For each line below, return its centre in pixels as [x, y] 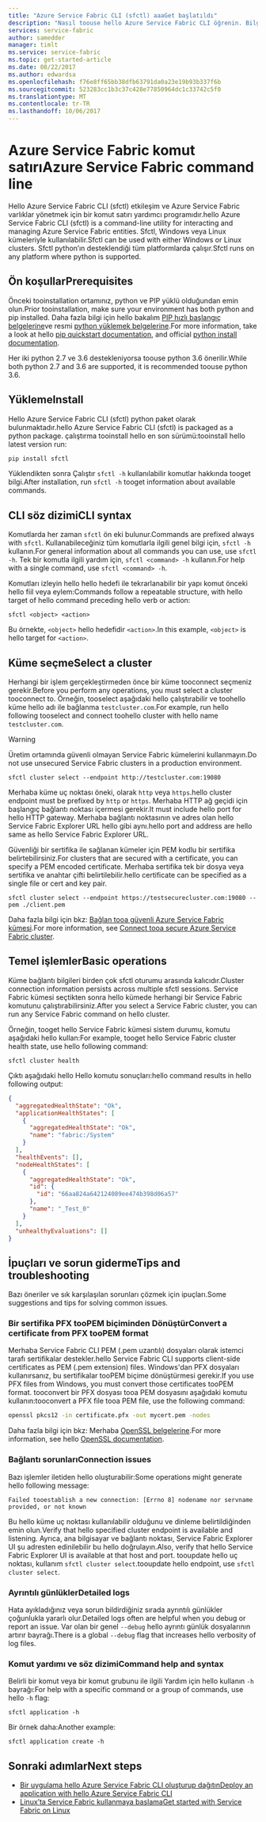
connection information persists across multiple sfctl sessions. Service [123, 989]
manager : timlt [33, 45]
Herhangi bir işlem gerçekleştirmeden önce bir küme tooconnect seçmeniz [130, 682]
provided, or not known [47, 1507]
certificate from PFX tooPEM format [78, 1333]
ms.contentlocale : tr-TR [49, 104]
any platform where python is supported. [75, 256]
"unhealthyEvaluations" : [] [62, 1231]
